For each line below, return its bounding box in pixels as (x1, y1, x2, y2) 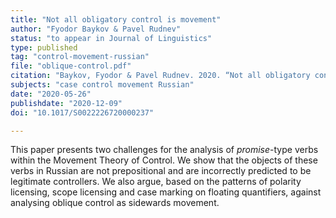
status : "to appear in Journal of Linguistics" (10, 33, 213, 43)
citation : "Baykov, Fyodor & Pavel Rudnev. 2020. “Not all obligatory (10, 71, 311, 81)
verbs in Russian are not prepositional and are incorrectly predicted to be (10, 165, 312, 177)
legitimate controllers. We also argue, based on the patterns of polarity (10, 176, 302, 188)
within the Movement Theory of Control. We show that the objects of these (10, 154, 318, 166)
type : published (10, 42, 78, 53)
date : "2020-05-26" (10, 89, 92, 99)
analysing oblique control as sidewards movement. (10, 197, 220, 209)
